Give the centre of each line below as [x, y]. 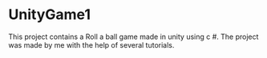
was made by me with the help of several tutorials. [91, 44]
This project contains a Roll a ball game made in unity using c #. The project [133, 37]
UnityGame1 [49, 15]
